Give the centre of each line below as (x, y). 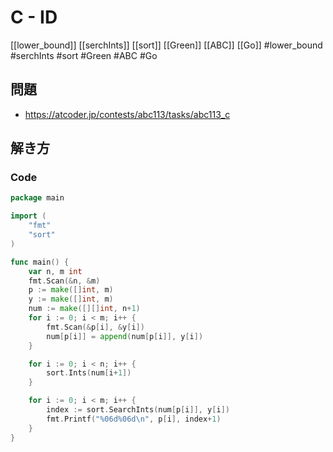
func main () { (40, 262)
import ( (28, 216)
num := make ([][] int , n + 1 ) (84, 309)
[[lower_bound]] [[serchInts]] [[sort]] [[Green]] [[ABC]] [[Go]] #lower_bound (166, 45)
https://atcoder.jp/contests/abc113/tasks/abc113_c (127, 114)
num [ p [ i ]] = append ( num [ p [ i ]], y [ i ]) (125, 336)
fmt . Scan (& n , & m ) (64, 281)
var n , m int (55, 271)
